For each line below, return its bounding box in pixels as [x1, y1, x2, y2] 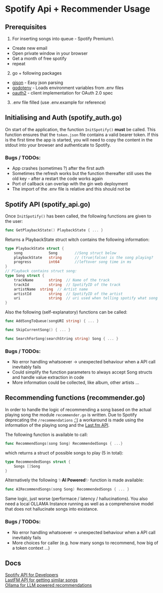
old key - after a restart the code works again [12, 176, 103, 181]
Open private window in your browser [12, 50, 88, 56]
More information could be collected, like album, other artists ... [12, 379, 140, 386]
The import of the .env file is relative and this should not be [12, 186, 130, 192]
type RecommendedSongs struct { [5, 459, 71, 464]
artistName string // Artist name [14, 287, 89, 292]
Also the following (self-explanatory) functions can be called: [5, 309, 127, 315]
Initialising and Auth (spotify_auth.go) [5, 114, 122, 122]
